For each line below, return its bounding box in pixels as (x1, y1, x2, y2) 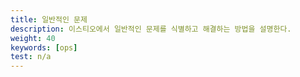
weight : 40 (10, 33, 56, 43)
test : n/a (10, 52, 52, 62)
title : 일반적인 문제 (10, 14, 88, 25)
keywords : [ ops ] (10, 42, 78, 53)
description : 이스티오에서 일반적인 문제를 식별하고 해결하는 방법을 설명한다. (10, 24, 292, 34)
